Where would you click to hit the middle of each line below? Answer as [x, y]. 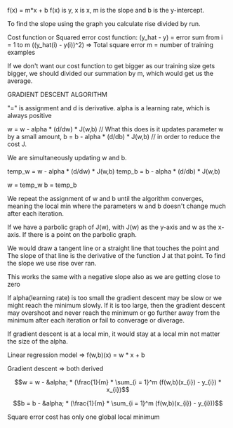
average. [20, 81]
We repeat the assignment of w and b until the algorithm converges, [106, 199]
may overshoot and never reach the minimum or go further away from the [114, 313]
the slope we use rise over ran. [52, 263]
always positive [30, 116]
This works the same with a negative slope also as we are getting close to [114, 277]
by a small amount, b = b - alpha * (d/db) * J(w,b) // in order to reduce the [114, 137]
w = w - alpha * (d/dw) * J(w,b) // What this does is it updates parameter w [115, 129]
